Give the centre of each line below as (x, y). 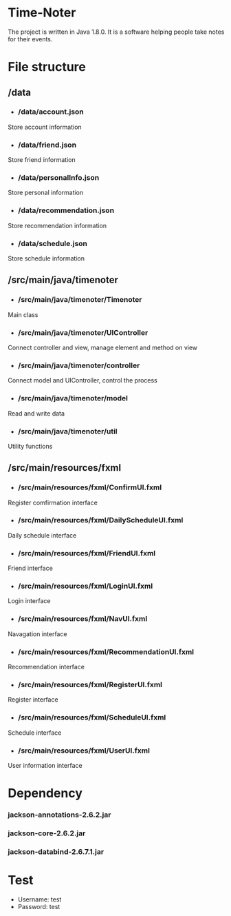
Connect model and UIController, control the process (82, 380)
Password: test (39, 906)
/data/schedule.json (53, 243)
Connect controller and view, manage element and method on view (103, 347)
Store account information (45, 127)
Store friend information (42, 160)
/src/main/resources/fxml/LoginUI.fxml (85, 586)
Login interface (29, 601)
